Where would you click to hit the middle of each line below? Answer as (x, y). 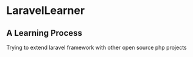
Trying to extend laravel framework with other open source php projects (96, 47)
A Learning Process (44, 33)
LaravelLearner (46, 11)
